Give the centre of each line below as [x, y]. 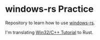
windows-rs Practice [49, 9]
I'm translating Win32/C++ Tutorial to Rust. [49, 32]
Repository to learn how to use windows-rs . [50, 23]
